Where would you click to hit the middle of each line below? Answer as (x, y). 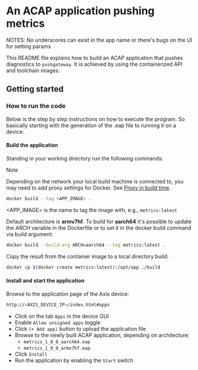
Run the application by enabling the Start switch (74, 360)
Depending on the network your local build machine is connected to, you (95, 181)
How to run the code (36, 106)
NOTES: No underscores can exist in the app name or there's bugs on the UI (99, 40)
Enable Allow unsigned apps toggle (58, 322)
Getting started (35, 89)
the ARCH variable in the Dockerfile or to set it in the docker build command (99, 227)
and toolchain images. (33, 70)
